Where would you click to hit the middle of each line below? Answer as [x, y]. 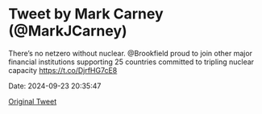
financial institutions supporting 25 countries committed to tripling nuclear [131, 62]
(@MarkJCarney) [68, 31]
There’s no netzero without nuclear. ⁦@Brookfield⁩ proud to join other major [130, 53]
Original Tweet [33, 101]
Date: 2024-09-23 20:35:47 [55, 86]
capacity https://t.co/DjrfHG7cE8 [63, 70]
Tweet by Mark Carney [86, 14]
